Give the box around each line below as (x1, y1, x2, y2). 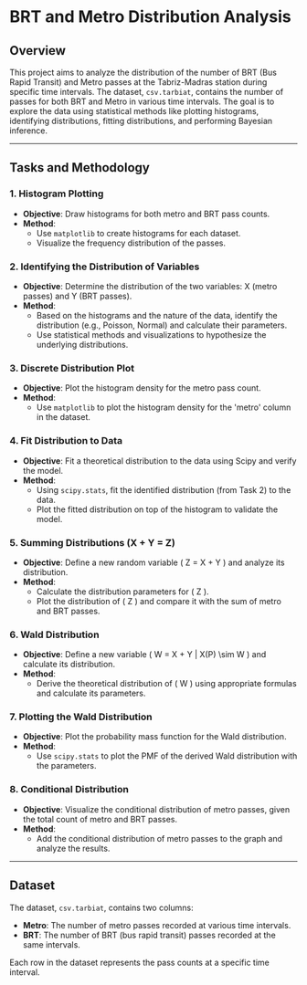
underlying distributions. (36, 339, 129, 350)
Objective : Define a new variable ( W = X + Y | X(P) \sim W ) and (22, 649, 267, 660)
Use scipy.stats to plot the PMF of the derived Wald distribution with (36, 750, 298, 761)
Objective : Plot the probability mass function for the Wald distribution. (22, 731, 287, 742)
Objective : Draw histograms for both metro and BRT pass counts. (22, 208, 270, 219)
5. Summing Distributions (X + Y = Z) (9, 536, 175, 549)
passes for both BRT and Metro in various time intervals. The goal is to (9, 96, 275, 107)
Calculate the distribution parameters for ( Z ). (36, 586, 209, 597)
